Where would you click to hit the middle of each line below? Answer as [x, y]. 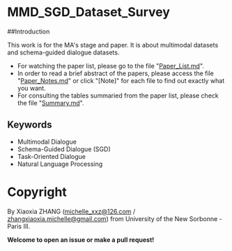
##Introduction [29, 31]
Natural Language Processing [60, 164]
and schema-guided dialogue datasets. [63, 52]
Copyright [37, 192]
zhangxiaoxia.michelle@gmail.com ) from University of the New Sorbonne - [115, 219]
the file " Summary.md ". [51, 102]
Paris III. [19, 226]
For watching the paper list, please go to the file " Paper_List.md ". [110, 66]
